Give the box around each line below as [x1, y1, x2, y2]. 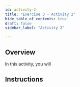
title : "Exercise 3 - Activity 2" [5, 12, 76, 17]
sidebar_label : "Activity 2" [5, 26, 65, 30]
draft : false [5, 21, 32, 26]
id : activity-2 [5, 7, 36, 12]
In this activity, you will [5, 61, 51, 67]
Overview [5, 48, 36, 57]
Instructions [5, 75, 43, 84]
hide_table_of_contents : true [5, 16, 67, 21]
